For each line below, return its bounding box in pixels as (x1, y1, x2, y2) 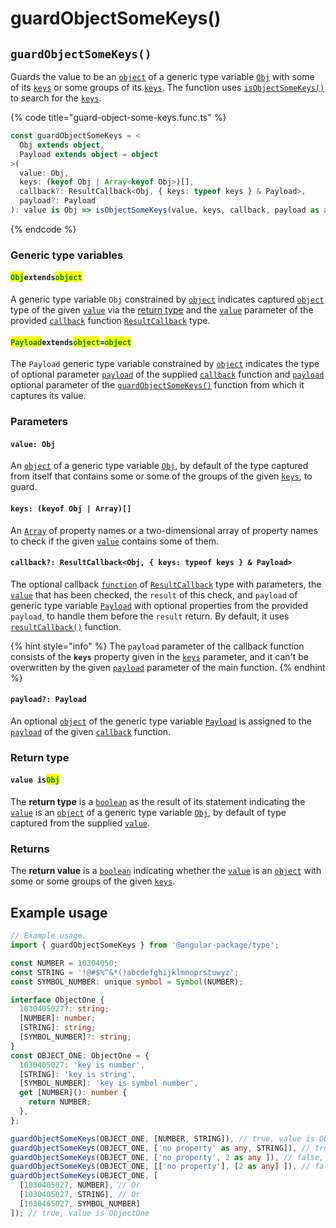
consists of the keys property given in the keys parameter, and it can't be (10, 650, 309, 662)
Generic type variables (10, 248, 124, 262)
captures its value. (10, 390, 87, 402)
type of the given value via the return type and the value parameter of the (10, 304, 314, 316)
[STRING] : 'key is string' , (19, 1069, 137, 1079)
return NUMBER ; (28, 1097, 92, 1107)
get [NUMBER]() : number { (19, 1088, 128, 1098)
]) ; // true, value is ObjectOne (10, 1208, 150, 1218)
